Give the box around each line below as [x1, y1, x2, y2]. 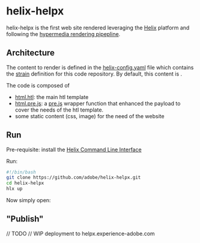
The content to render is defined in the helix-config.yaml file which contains [6, 64, 194, 71]
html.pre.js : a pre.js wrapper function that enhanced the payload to [14, 100, 181, 107]
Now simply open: [6, 197, 51, 204]
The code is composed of [6, 82, 70, 89]
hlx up [6, 186, 23, 192]
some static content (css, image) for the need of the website [14, 112, 165, 119]
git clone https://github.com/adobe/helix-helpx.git [6, 175, 141, 181]
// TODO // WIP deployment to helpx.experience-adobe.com [6, 230, 155, 237]
